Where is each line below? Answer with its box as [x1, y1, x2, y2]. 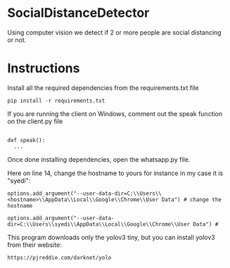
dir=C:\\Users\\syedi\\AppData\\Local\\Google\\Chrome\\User [7, 220, 191, 228]
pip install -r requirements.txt [7, 97, 106, 104]
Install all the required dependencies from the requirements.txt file [7, 83, 199, 92]
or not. [7, 35, 27, 44]
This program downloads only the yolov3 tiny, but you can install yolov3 [7, 233, 216, 241]
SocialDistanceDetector [7, 5, 150, 21]
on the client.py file [7, 117, 63, 125]
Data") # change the [161, 196, 222, 203]
